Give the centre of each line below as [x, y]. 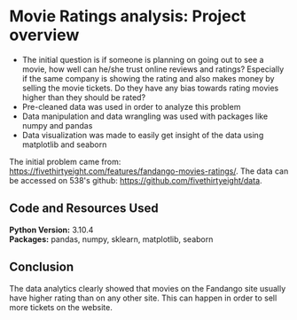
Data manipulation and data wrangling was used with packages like [145, 116]
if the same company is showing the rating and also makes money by [148, 78]
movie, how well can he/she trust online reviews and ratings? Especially [153, 69]
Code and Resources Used [84, 209]
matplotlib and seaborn [64, 144]
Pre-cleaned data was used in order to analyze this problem [131, 106]
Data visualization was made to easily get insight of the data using [143, 135]
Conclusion [42, 267]
